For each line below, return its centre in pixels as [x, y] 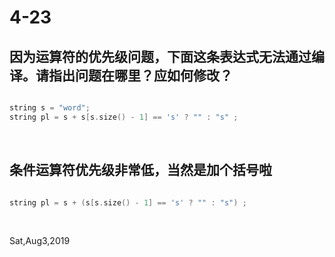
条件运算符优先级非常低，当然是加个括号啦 [140, 170]
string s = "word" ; [50, 108]
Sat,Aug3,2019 [40, 241]
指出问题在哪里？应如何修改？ [140, 75]
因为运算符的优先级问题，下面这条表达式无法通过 [160, 56]
